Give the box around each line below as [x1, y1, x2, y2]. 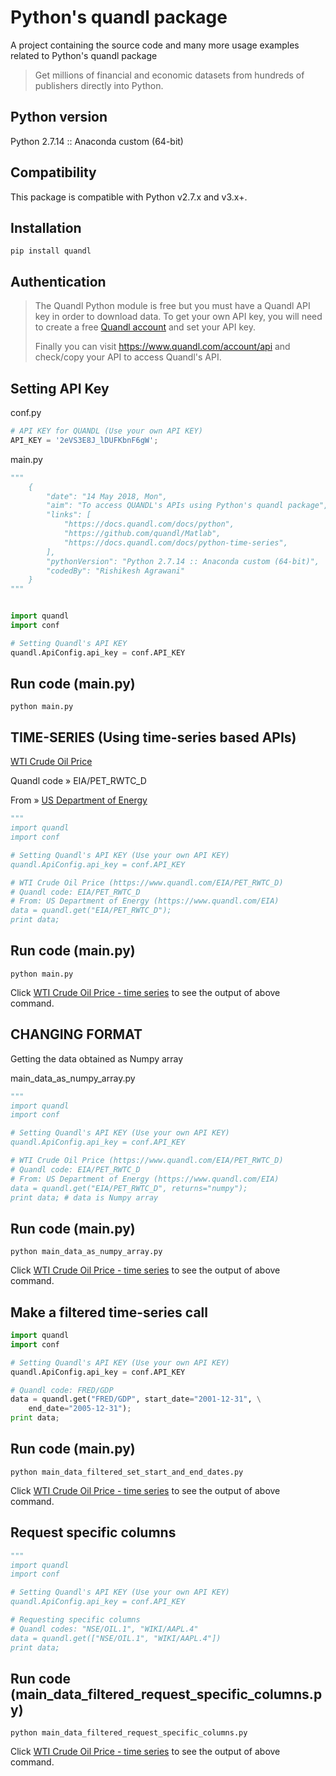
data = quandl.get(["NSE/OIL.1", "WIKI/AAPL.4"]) [10, 1633, 222, 1643]
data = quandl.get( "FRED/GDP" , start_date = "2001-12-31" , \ [10, 1394, 262, 1405]
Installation [10, 219, 82, 236]
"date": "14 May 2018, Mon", [46, 491, 168, 501]
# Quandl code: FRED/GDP [10, 1385, 114, 1395]
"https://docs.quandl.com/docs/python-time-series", [63, 537, 288, 548]
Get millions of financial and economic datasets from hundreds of [34, 69, 305, 81]
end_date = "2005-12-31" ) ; [28, 1404, 132, 1414]
